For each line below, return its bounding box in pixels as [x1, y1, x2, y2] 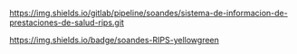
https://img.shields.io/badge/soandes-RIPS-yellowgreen [9, 35, 220, 45]
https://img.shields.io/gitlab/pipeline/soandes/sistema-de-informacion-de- [9, 8, 288, 18]
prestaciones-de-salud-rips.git [9, 17, 125, 28]
